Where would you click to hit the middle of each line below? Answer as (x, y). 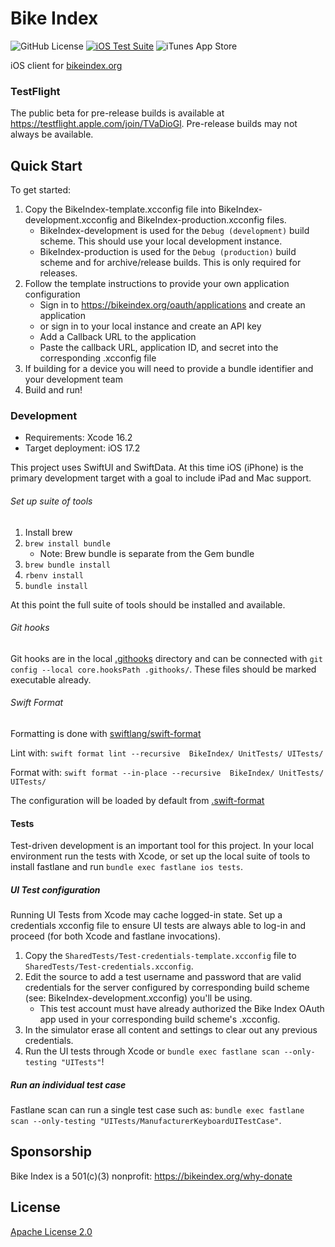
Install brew (48, 532)
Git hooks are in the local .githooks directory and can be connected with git (166, 658)
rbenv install (54, 575)
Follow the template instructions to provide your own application (157, 284)
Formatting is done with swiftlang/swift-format (106, 733)
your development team (73, 379)
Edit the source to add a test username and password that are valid (163, 977)
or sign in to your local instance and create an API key (150, 326)
